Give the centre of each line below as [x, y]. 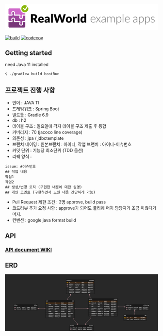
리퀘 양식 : [22, 156]
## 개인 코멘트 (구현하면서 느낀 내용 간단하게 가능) [50, 193]
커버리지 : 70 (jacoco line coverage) [47, 132]
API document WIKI [29, 250]
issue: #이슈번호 [21, 167]
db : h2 [19, 120]
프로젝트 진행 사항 [30, 90]
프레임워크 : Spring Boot [35, 109]
